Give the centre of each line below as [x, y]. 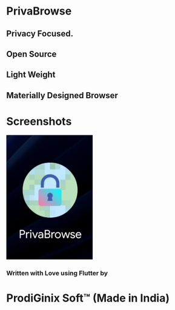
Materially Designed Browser [62, 95]
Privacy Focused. [40, 34]
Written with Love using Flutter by [57, 273]
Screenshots [39, 121]
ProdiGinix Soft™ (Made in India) [88, 298]
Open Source [31, 54]
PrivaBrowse [39, 11]
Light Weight [31, 75]
